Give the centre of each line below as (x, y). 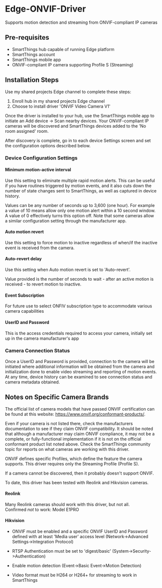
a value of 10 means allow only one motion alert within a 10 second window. (80, 210)
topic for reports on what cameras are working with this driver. (67, 449)
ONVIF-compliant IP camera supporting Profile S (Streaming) (73, 64)
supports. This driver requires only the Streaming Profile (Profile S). (72, 463)
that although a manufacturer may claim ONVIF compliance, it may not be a (80, 434)
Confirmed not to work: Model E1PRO (42, 509)
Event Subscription (25, 295)
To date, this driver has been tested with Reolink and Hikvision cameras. (77, 482)
